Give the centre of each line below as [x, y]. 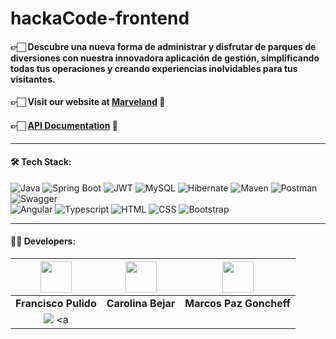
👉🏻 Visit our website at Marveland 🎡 [88, 102]
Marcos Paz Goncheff [237, 303]
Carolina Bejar [141, 303]
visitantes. [33, 79]
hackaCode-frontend [100, 18]
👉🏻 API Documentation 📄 [64, 125]
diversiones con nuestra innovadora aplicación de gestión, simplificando [165, 58]
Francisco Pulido [56, 303]
